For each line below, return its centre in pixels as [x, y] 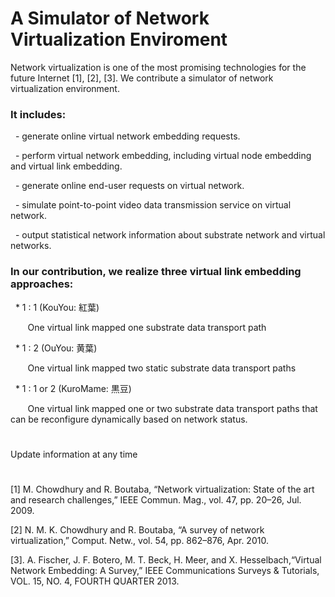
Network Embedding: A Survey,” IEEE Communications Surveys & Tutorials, [165, 570]
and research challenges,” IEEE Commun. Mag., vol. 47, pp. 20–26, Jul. [156, 499]
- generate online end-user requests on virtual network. [129, 186]
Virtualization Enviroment [119, 39]
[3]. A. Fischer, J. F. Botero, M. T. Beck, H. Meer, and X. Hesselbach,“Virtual [166, 559]
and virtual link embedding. [66, 166]
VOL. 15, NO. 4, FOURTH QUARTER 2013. [95, 581]
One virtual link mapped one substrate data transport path [147, 327]
